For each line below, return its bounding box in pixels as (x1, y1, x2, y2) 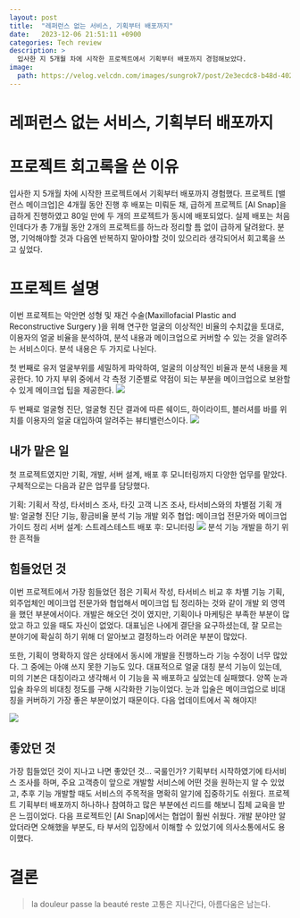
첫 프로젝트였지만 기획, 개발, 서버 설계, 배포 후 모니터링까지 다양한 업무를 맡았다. (9, 468, 287, 479)
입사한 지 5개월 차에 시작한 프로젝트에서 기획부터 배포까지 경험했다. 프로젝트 (9, 188, 274, 198)
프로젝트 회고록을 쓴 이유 (9, 157, 179, 177)
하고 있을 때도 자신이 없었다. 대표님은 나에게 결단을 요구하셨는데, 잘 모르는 (25, 620, 283, 631)
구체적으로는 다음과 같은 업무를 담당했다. (9, 480, 150, 491)
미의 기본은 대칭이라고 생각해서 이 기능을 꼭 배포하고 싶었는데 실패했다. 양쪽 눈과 (9, 672, 288, 684)
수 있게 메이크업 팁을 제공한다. (9, 384, 114, 395)
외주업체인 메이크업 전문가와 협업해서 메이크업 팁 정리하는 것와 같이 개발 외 (9, 598, 270, 609)
